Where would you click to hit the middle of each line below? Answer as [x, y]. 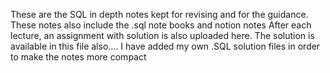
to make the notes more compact [78, 57]
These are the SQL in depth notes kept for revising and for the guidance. [159, 14]
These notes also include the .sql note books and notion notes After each [161, 25]
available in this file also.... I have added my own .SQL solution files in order [165, 46]
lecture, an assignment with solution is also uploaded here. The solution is [162, 35]
